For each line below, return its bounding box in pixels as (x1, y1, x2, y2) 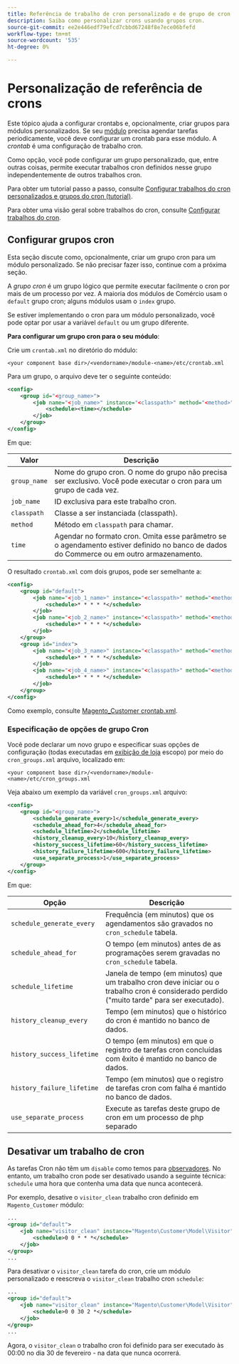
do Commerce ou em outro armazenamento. (54, 549, 203, 559)
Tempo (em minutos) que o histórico (105, 1006, 227, 1016)
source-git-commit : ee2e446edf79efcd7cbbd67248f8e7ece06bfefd (7, 23, 196, 31)
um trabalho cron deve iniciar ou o (105, 977, 220, 987)
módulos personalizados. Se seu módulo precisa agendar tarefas (7, 126, 198, 135)
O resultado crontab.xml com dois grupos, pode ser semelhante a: (7, 567, 202, 576)
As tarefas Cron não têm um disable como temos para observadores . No (7, 1164, 221, 1173)
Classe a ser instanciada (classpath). (54, 508, 178, 518)
